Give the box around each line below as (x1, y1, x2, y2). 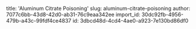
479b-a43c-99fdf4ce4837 (6, 17, 72, 24)
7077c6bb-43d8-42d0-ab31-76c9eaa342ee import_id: (6, 11, 141, 18)
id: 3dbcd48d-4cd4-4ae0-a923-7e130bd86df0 (72, 17, 189, 24)
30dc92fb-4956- (141, 11, 184, 18)
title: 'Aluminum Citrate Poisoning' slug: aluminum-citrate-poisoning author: (6, 5, 191, 12)
